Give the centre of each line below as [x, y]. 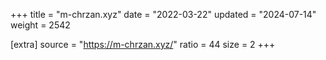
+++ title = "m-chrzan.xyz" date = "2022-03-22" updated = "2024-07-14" [163, 14]
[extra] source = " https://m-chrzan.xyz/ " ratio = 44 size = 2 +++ [143, 44]
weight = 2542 [40, 25]
